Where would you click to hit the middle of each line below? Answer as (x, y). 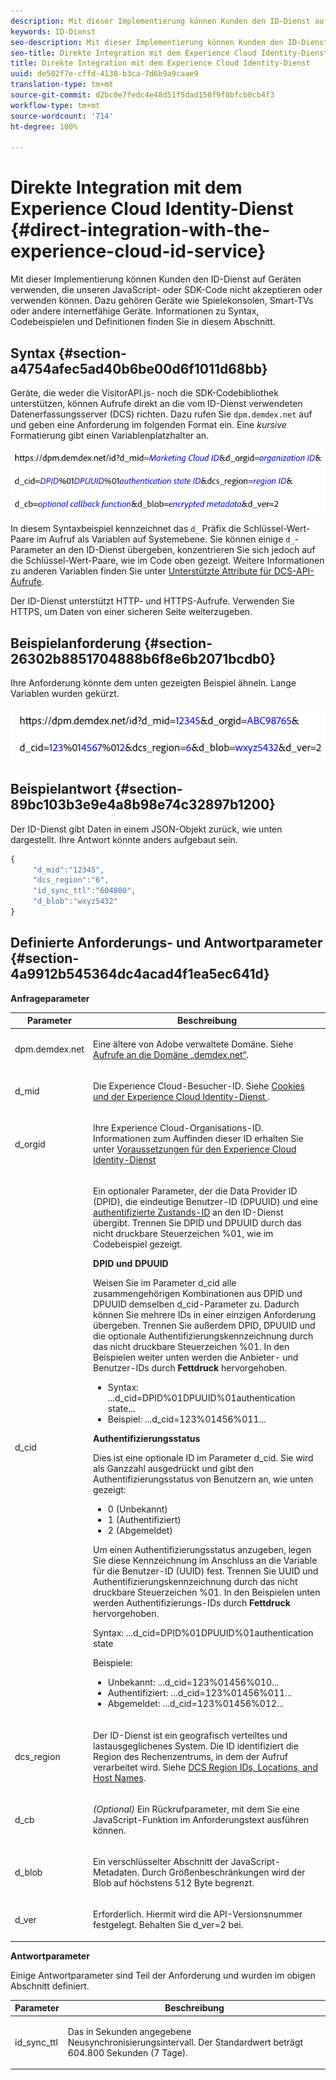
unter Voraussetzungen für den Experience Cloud (195, 1149)
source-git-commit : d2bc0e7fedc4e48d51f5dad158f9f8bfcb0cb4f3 (142, 95)
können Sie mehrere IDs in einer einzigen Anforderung (205, 1315)
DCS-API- (294, 571)
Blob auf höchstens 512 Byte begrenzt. (174, 1883)
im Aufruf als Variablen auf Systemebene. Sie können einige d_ (165, 539)
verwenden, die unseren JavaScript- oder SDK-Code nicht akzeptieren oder (166, 290)
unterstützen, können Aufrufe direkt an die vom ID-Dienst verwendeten (156, 403)
